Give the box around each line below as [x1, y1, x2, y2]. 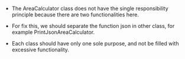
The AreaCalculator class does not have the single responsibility [11, 5, 168, 12]
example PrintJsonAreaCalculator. [11, 29, 95, 36]
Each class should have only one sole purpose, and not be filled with [11, 40, 179, 47]
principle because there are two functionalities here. [11, 11, 139, 18]
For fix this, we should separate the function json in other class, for [11, 23, 175, 29]
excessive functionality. [11, 46, 70, 53]
